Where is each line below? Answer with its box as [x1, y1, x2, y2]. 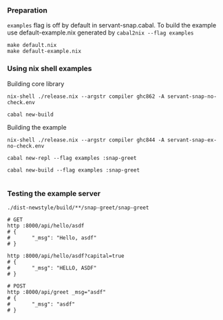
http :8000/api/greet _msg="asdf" [7, 288, 107, 295]
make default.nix [7, 42, 57, 49]
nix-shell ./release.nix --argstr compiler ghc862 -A [7, 92, 165, 100]
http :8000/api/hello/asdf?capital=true [7, 252, 125, 259]
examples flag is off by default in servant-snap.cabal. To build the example [7, 21, 217, 30]
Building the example [7, 123, 67, 131]
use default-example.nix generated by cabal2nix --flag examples [7, 28, 194, 37]
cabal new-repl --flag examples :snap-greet [7, 154, 137, 161]
